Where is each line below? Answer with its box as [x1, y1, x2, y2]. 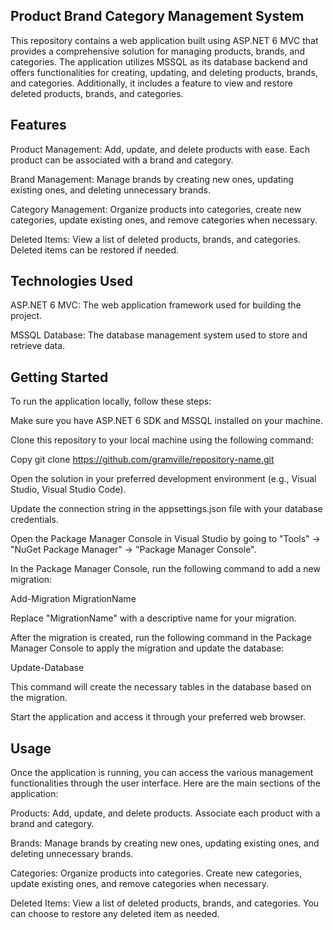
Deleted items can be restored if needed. [10, 244, 179, 256]
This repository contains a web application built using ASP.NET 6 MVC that [10, 34, 319, 46]
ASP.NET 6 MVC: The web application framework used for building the [10, 299, 302, 311]
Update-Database [10, 662, 85, 674]
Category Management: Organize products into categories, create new [10, 203, 302, 215]
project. [10, 310, 43, 322]
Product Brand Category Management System [10, 8, 305, 25]
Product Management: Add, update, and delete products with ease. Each [10, 143, 310, 155]
